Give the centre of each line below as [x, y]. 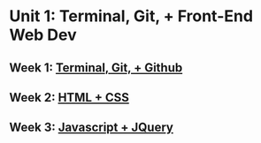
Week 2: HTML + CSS [69, 98]
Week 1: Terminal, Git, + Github [96, 68]
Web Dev [43, 35]
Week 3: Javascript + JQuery [92, 128]
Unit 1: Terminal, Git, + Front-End [131, 16]
